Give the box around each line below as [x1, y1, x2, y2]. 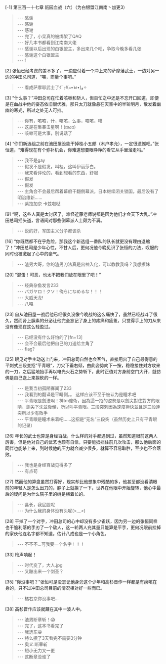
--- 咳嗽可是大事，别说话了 [17, 130, 73, 136]
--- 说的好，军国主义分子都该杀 [17, 228, 82, 234]
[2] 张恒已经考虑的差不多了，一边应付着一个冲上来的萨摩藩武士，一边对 [5, 68, 151, 73]
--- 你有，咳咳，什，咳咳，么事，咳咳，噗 [17, 118, 103, 124]
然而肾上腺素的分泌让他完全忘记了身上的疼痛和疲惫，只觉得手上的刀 [13, 318, 152, 323]
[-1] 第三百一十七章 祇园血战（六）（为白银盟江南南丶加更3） [5, 4, 127, 10]
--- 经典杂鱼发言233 [17, 283, 59, 288]
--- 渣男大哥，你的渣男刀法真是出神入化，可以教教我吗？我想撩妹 [17, 261, 151, 267]
